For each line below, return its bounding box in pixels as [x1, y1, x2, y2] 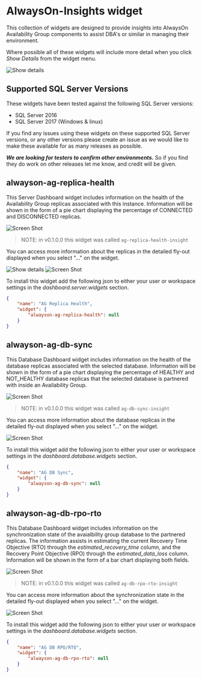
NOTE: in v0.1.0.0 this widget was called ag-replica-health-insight [20, 236, 189, 243]
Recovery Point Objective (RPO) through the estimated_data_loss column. [6, 549, 189, 557]
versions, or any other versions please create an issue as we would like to [6, 136, 189, 143]
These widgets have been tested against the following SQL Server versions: [6, 100, 194, 107]
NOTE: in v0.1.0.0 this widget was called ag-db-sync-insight [20, 404, 170, 412]
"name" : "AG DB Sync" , [17, 470, 74, 476]
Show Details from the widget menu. [6, 55, 97, 62]
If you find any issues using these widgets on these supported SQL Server [6, 129, 191, 136]
